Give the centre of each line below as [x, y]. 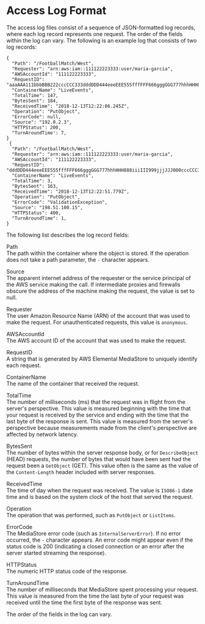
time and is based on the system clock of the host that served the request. [100, 497]
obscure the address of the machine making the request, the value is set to [101, 291]
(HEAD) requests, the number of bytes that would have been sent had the [99, 459]
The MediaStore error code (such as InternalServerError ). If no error [94, 533]
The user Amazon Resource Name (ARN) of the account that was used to [98, 315]
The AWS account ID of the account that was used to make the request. [96, 340]
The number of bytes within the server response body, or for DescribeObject [102, 453]
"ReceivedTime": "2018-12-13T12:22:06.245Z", [71, 106]
